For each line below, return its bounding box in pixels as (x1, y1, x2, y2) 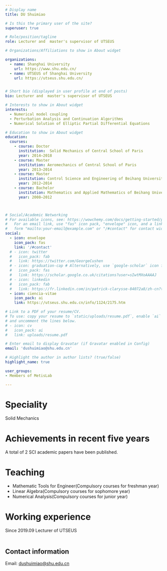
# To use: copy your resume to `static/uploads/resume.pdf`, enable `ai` (5, 314, 162, 319)
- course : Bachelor (14, 186, 55, 190)
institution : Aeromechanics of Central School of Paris (18, 162, 137, 167)
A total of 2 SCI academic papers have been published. (5, 449, 118, 455)
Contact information (5, 547, 70, 556)
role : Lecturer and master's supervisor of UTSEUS (5, 39, 114, 44)
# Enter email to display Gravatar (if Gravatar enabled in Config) (5, 341, 150, 346)
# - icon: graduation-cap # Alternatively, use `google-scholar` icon (9, 263, 159, 269)
